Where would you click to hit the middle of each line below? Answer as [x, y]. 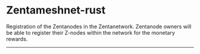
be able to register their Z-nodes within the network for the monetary [91, 32]
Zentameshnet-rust [56, 10]
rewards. [17, 39]
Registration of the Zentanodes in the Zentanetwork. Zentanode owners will [99, 26]
